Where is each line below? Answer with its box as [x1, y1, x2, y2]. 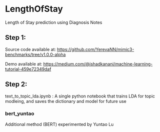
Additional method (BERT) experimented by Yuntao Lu [5, 121, 114, 127]
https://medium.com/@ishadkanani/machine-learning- [43, 61, 153, 66]
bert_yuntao [5, 110, 35, 117]
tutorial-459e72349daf [5, 66, 51, 72]
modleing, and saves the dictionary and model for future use [5, 98, 127, 104]
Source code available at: [5, 46, 56, 52]
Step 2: [5, 80, 28, 88]
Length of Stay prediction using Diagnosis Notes [5, 19, 102, 25]
